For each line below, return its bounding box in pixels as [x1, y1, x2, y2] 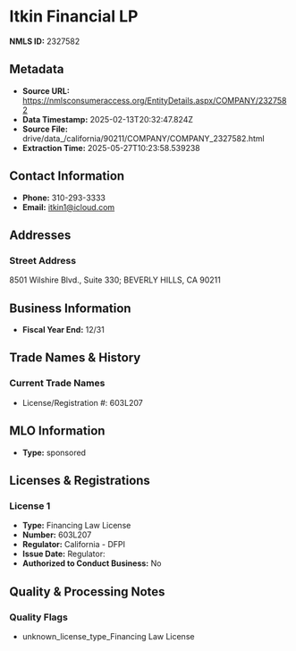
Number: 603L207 [21, 529, 92, 540]
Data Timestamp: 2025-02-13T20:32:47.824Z [21, 114, 194, 124]
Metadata [9, 62, 64, 77]
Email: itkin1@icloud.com [21, 201, 115, 212]
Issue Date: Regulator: [21, 548, 106, 560]
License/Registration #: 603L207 [21, 397, 143, 408]
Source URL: [21, 85, 70, 96]
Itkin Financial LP [9, 6, 139, 27]
